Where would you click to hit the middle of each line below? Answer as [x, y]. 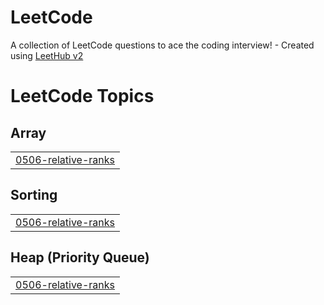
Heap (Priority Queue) [80, 257]
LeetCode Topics [82, 96]
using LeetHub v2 [47, 55]
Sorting [34, 195]
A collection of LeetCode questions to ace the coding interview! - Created [162, 45]
